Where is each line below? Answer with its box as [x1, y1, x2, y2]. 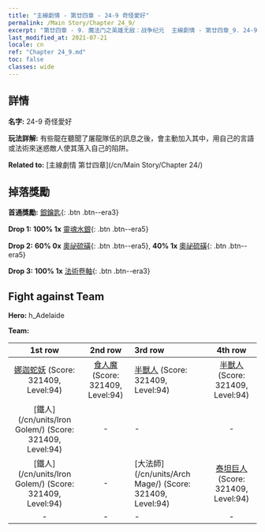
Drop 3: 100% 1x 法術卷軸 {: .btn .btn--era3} [8, 266, 151, 276]
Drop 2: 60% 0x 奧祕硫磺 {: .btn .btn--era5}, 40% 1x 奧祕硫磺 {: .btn [8, 242, 227, 251]
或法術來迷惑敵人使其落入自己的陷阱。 [8, 143, 132, 152]
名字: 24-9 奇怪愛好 [8, 116, 73, 126]
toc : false [8, 56, 44, 64]
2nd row [89, 345, 122, 356]
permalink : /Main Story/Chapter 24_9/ [8, 19, 136, 27]
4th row [216, 345, 247, 356]
